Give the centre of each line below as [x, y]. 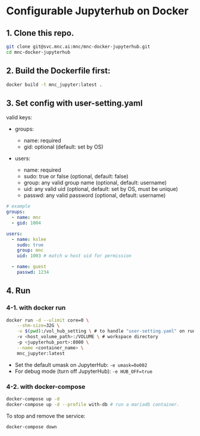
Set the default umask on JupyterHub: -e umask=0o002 [81, 364]
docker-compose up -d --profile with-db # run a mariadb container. [93, 404]
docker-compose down [32, 427]
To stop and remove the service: [46, 416]
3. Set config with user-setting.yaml [74, 103]
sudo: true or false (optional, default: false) [76, 177]
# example [18, 206]
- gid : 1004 [26, 223]
